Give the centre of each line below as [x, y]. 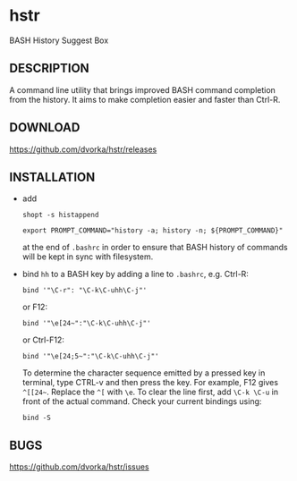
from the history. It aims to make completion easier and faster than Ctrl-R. [145, 99]
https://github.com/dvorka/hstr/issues [79, 467]
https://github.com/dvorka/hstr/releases [83, 149]
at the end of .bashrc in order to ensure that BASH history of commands [155, 248]
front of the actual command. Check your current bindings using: [142, 401]
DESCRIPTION [49, 68]
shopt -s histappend [60, 215]
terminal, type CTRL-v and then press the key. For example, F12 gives [150, 383]
